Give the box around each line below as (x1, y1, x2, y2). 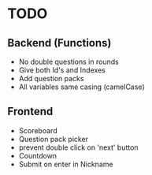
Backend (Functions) (7, 36, 112, 50)
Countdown (18, 151, 57, 160)
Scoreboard (18, 125, 57, 135)
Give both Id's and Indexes (18, 65, 106, 75)
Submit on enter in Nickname (18, 159, 113, 169)
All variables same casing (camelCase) (18, 82, 145, 91)
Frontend (7, 105, 54, 118)
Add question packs (18, 74, 84, 83)
